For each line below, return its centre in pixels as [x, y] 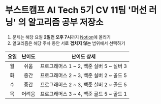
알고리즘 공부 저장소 [66, 22]
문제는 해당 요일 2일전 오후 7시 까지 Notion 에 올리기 [61, 37]
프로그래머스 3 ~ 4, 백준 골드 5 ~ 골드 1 [83, 94]
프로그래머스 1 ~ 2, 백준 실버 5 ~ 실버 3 [83, 66]
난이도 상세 [83, 56]
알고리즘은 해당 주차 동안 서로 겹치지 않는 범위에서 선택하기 [69, 43]
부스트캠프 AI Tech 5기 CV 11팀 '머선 [76, 10]
